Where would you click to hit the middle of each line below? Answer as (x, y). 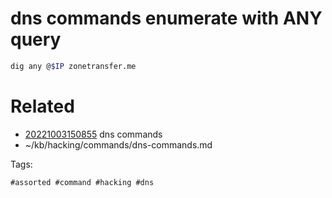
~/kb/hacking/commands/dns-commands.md (118, 144)
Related (42, 106)
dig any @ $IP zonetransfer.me (73, 66)
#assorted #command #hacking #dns (82, 182)
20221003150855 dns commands (93, 134)
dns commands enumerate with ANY (166, 18)
